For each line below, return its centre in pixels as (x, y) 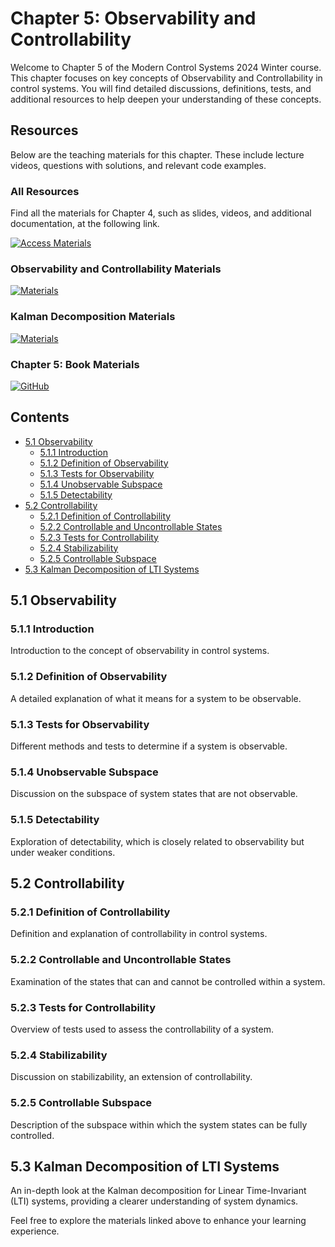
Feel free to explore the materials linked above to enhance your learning (158, 1221)
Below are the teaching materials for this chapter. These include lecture (157, 154)
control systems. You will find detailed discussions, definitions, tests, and (161, 88)
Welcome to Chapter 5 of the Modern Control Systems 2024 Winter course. (166, 67)
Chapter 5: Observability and (133, 18)
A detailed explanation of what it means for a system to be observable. (156, 698)
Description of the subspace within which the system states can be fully (159, 1124)
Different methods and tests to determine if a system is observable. (149, 746)
